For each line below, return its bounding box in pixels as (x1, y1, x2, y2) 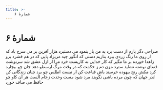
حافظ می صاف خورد (5, 79, 43, 85)
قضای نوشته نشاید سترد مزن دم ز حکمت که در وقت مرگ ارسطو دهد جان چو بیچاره (5, 64, 158, 70)
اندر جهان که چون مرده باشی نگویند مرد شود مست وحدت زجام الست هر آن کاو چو (5, 74, 156, 80)
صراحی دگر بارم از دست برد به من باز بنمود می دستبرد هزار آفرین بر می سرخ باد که (5, 48, 158, 54)
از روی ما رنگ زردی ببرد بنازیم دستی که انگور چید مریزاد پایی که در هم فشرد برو (5, 54, 151, 60)
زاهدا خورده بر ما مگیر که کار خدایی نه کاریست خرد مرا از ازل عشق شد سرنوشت (5, 59, 154, 64)
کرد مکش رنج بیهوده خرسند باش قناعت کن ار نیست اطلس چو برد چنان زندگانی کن (5, 69, 156, 75)
